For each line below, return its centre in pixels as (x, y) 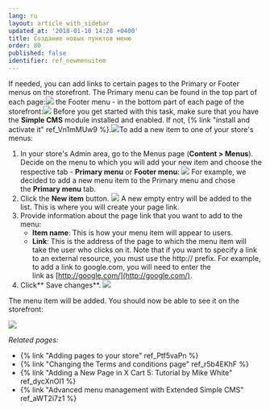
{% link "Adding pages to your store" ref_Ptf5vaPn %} (109, 355)
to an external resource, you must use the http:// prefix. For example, (146, 258)
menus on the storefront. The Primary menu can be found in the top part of (133, 92)
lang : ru (23, 16)
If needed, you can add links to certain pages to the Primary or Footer (124, 83)
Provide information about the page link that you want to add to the (131, 215)
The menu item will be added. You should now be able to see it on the (124, 300)
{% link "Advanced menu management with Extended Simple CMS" (132, 389)
